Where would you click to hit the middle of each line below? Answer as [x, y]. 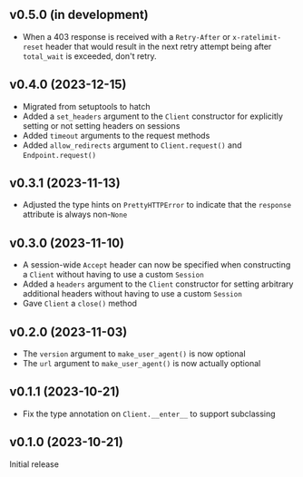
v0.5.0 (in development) [79, 15]
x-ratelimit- [257, 37]
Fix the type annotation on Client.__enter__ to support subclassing [149, 414]
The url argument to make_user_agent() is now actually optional [142, 364]
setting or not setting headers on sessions [101, 125]
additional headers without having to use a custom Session [132, 294]
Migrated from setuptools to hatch [87, 106]
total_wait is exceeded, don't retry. [89, 56]
